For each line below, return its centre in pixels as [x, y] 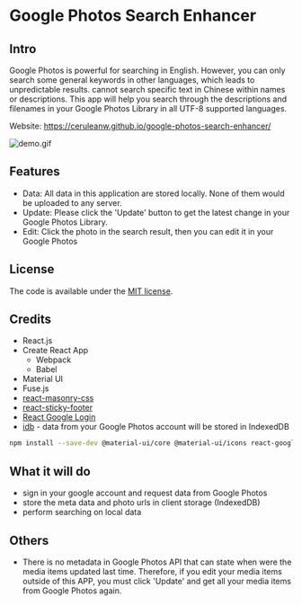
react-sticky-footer [57, 408]
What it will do [50, 472]
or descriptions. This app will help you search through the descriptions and [148, 99]
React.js [37, 341]
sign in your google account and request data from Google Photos [145, 493]
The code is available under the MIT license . [91, 291]
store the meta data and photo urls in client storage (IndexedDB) [141, 503]
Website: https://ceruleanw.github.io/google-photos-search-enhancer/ [140, 126]
